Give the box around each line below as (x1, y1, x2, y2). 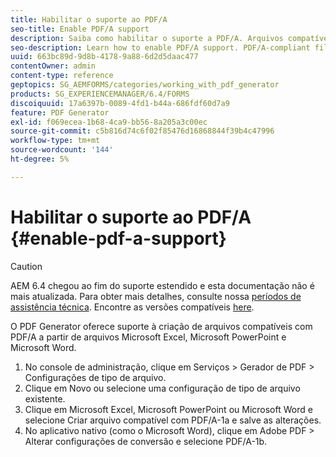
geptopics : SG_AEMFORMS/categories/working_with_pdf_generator (10, 80, 280, 90)
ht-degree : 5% (10, 154, 70, 164)
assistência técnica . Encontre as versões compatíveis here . (10, 301, 255, 313)
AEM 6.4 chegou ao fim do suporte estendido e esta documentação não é (10, 279, 315, 291)
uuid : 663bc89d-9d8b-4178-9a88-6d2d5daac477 (10, 52, 199, 62)
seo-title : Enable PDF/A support (10, 24, 150, 34)
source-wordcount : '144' (10, 145, 114, 155)
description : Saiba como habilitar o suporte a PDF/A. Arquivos (10, 33, 284, 43)
